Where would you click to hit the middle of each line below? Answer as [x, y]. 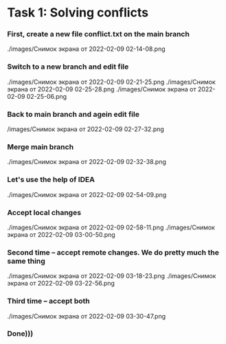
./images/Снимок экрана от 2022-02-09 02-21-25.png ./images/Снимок [112, 82]
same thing [26, 261]
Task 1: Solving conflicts [78, 13]
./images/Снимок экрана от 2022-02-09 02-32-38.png [87, 162]
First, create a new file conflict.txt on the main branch [99, 34]
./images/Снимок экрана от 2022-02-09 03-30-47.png [87, 316]
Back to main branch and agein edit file [73, 114]
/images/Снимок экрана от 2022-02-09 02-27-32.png [86, 129]
